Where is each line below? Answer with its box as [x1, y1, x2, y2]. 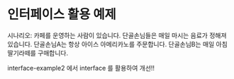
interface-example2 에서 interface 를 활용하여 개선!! [7, 63, 155, 72]
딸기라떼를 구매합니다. [7, 49, 69, 57]
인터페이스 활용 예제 [7, 6, 117, 23]
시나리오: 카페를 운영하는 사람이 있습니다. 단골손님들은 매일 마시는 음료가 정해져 [7, 31, 227, 39]
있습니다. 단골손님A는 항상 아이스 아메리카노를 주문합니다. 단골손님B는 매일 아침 [7, 39, 228, 48]
